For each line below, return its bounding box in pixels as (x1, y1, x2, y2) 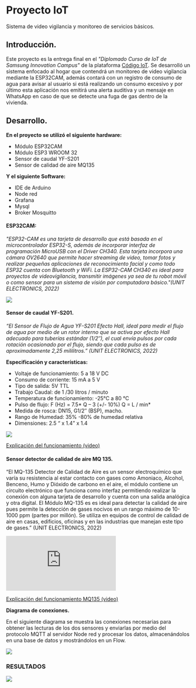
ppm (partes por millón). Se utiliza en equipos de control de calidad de (19, 512, 189, 519)
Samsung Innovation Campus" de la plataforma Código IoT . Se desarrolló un (6, 61, 191, 68)
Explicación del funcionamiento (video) (6, 442, 101, 449)
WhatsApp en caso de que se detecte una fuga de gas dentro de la (6, 92, 168, 99)
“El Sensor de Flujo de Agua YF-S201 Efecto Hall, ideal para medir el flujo (6, 322, 184, 329)
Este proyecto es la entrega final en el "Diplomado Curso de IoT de (6, 55, 167, 62)
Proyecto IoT (6, 4, 69, 17)
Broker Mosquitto (14, 209, 57, 216)
